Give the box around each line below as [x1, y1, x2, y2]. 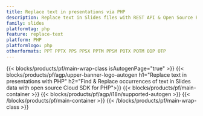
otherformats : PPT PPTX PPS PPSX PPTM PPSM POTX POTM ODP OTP [6, 48, 166, 54]
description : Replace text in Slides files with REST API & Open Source [6, 14, 193, 21]
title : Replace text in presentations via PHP [6, 8, 126, 15]
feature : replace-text [6, 31, 63, 37]
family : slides [6, 20, 45, 26]
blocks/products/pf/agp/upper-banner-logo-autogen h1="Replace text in [6, 71, 187, 79]
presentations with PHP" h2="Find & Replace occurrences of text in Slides [6, 77, 192, 85]
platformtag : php [6, 25, 50, 32]
